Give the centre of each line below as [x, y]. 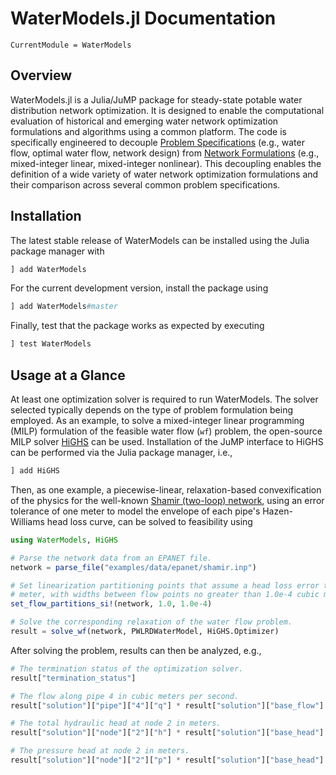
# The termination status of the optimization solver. [127, 668]
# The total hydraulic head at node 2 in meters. [116, 723]
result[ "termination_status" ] [73, 678]
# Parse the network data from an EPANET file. [111, 558]
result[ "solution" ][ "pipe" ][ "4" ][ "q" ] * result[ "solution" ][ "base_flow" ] [167, 705]
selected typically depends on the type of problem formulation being [151, 410]
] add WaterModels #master [64, 307]
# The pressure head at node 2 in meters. [100, 751]
